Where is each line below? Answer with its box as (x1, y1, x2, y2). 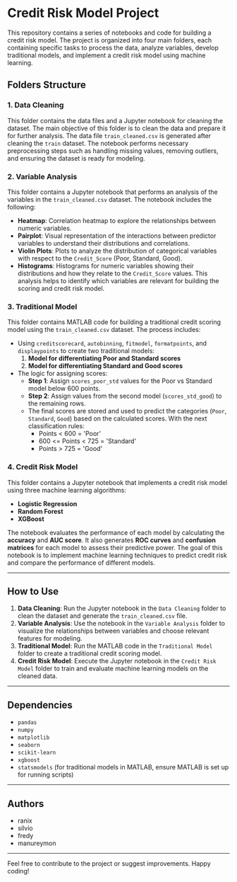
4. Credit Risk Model (7, 462, 78, 472)
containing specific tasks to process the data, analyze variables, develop (7, 43, 219, 52)
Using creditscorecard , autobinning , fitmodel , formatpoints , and (17, 339, 207, 348)
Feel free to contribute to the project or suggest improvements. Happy (7, 859, 212, 868)
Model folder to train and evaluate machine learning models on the (17, 664, 209, 673)
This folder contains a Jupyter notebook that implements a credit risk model (7, 478, 228, 486)
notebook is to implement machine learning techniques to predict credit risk (7, 551, 227, 559)
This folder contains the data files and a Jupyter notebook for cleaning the (7, 116, 224, 125)
